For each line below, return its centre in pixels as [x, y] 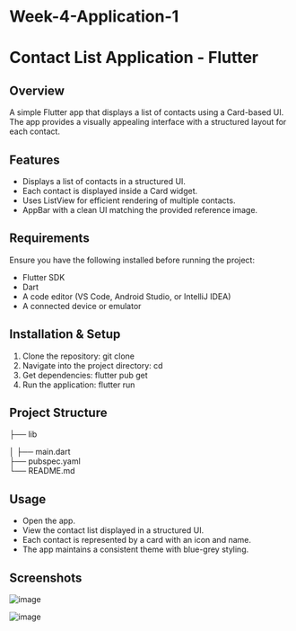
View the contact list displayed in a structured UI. [113, 530]
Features [35, 160]
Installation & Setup [65, 334]
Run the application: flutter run [78, 385]
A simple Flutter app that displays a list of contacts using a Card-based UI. [147, 112]
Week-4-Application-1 [94, 17]
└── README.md [42, 471]
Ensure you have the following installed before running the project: [132, 260]
